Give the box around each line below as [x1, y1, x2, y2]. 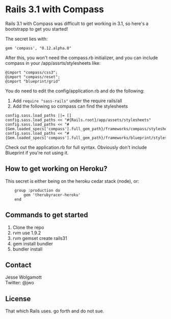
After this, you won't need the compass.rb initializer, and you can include [5, 55, 158, 61]
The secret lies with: [5, 36, 48, 42]
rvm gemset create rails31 [12, 235, 67, 241]
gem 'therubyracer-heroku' [23, 192, 81, 198]
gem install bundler [12, 240, 53, 247]
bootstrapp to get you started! [5, 26, 68, 32]
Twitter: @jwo [5, 280, 34, 286]
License [5, 295, 31, 303]
